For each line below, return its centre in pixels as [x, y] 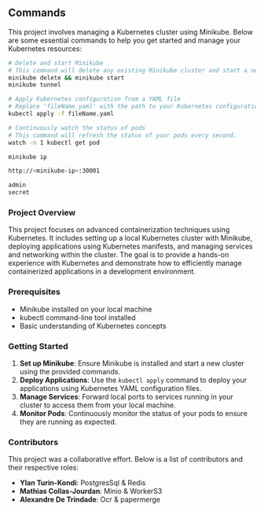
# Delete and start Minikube [56, 63]
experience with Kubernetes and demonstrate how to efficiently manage [125, 263]
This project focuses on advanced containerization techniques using [119, 230]
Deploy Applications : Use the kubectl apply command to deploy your [133, 380]
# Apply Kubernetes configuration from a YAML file [94, 99]
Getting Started [38, 346]
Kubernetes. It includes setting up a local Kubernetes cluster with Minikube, [130, 238]
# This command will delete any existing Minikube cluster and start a [128, 70]
